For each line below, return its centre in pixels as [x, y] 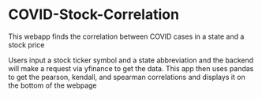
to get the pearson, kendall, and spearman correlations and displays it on [127, 77]
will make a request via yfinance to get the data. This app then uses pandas [131, 68]
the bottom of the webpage [52, 85]
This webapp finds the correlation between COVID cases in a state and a [126, 36]
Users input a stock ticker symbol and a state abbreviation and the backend [131, 60]
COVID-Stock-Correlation [94, 15]
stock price [26, 44]
